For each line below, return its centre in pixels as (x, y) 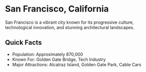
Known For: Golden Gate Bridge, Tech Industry (59, 59)
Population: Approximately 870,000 (47, 54)
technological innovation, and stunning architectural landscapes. (70, 27)
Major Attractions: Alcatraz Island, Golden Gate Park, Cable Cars (77, 64)
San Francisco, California (57, 9)
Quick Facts (24, 43)
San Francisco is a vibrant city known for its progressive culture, (69, 22)
